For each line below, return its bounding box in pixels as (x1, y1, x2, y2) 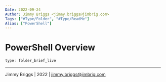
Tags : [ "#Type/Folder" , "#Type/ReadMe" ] (5, 16, 90, 21)
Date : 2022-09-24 (5, 7, 41, 12)
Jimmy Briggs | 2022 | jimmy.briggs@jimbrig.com (5, 72, 106, 78)
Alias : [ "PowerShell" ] (5, 21, 52, 26)
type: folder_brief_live (5, 58, 56, 63)
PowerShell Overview (5, 42, 95, 53)
